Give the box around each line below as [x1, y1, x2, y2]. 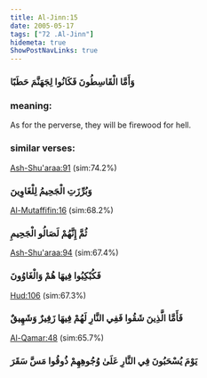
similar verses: [10, 142, 76, 154]
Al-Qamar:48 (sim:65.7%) [10, 332, 105, 343]
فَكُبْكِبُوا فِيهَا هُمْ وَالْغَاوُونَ [10, 269, 101, 282]
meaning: [10, 99, 52, 111]
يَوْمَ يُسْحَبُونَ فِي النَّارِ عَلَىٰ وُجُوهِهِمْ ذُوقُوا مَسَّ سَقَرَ [10, 354, 198, 366]
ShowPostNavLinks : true [10, 46, 99, 55]
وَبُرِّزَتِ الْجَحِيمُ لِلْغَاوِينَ [10, 185, 92, 197]
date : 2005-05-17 [10, 21, 75, 30]
